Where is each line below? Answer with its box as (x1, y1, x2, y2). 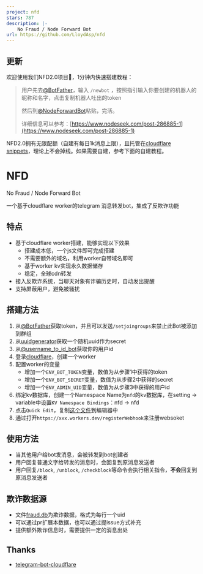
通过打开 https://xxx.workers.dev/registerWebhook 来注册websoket (15, 414, 185, 421)
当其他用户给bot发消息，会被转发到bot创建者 (15, 451, 128, 458)
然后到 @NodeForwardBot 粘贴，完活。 (21, 107, 118, 114)
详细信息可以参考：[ (21, 120, 72, 127)
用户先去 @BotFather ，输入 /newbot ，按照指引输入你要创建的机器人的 (21, 86, 197, 94)
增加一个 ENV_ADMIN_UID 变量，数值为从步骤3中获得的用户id (24, 383, 170, 391)
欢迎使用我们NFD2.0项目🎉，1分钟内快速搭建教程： (6, 73, 133, 80)
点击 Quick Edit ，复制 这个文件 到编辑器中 (15, 406, 118, 414)
